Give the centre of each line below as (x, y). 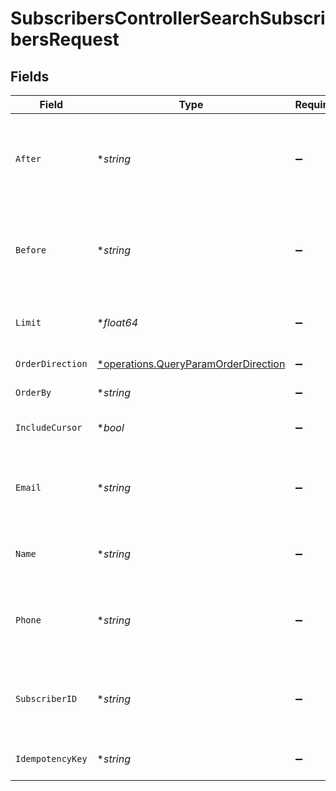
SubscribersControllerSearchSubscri (168, 18)
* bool (110, 427)
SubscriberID (46, 698)
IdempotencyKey (51, 758)
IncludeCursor (49, 427)
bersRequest (65, 39)
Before (31, 250)
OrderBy (33, 392)
